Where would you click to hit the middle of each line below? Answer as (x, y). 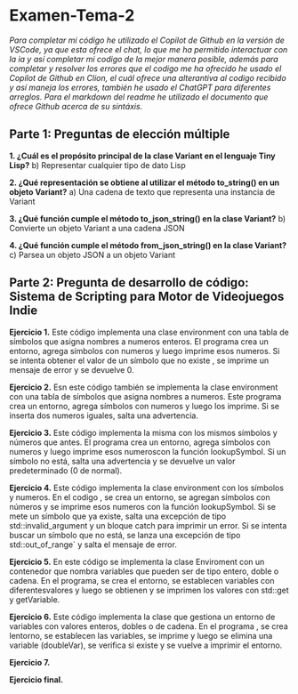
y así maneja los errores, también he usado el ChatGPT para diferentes (140, 87)
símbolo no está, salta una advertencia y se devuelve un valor (122, 461)
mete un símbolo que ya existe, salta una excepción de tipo (118, 516)
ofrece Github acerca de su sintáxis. (76, 106)
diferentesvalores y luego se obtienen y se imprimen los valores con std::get (149, 590)
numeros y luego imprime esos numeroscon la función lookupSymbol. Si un (148, 451)
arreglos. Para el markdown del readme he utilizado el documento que (139, 97)
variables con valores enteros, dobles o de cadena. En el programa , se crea (149, 626)
